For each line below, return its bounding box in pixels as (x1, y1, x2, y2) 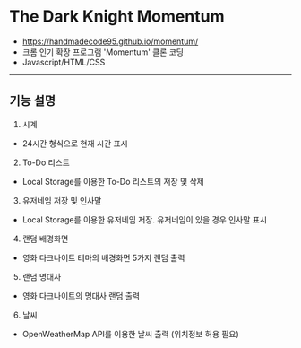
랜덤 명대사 (21, 271, 62, 282)
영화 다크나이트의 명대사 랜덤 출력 (21, 290, 141, 301)
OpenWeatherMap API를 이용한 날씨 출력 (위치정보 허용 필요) (21, 328, 239, 339)
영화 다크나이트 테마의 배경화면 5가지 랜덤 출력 (21, 252, 185, 263)
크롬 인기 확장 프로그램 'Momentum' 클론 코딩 (21, 47, 184, 57)
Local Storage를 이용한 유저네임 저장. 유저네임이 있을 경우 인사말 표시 (21, 213, 267, 225)
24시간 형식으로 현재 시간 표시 (21, 137, 128, 149)
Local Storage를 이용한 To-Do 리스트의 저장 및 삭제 (21, 176, 204, 187)
